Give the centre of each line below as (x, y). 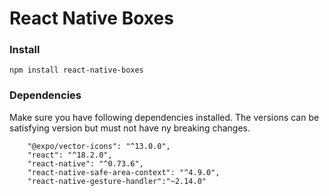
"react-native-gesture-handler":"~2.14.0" (117, 181)
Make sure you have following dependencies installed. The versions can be (164, 117)
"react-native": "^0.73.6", (85, 163)
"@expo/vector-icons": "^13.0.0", (99, 146)
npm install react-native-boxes (76, 70)
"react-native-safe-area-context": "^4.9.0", (124, 172)
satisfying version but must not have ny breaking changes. (130, 128)
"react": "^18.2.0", (70, 155)
